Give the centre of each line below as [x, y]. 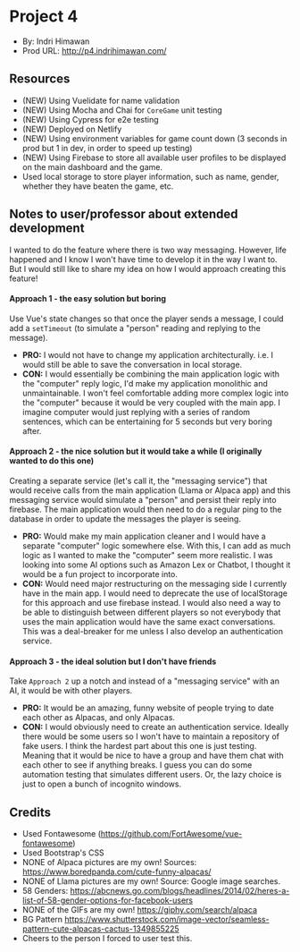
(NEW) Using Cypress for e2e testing [90, 119]
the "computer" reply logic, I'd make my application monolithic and [145, 383]
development [47, 229]
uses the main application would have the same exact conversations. [149, 621]
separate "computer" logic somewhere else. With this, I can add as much [156, 545]
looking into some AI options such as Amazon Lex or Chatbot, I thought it [156, 565]
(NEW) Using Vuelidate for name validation [101, 100]
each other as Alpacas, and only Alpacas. [99, 718]
